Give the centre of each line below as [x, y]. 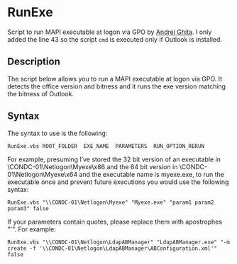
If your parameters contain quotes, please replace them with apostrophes [115, 222]
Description [34, 62]
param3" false [28, 208]
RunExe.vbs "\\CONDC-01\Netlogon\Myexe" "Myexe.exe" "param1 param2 [111, 202]
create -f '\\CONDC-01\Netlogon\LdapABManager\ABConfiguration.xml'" [112, 248]
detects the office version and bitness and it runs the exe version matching [116, 86]
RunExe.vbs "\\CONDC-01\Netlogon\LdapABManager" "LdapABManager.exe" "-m [119, 242]
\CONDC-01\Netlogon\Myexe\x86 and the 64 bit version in [93, 166]
